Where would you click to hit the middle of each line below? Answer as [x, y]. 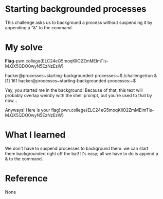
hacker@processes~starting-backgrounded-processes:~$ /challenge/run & [81, 75]
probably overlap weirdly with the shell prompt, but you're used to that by [79, 95]
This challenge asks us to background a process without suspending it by [79, 22]
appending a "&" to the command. [39, 27]
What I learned [35, 135]
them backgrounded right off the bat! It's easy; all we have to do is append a [81, 153]
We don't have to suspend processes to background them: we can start [77, 148]
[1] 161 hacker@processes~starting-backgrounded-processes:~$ [71, 80]
